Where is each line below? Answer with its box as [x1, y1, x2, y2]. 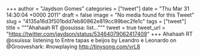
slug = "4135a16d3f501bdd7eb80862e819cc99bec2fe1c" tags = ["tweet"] [6, 18, 186, 24]
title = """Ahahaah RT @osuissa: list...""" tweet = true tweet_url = [6, 24, 166, 31]
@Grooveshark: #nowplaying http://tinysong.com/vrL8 [6, 43, 140, 50]
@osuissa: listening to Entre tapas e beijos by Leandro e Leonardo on [6, 37, 177, 43]
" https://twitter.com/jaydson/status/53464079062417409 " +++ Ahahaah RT [6, 30, 193, 38]
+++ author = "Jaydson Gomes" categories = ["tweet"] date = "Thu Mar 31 [6, 5, 190, 12]
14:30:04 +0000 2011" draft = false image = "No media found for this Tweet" [6, 11, 195, 18]
